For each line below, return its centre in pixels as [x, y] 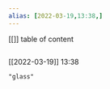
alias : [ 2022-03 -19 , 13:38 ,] [56, 16]
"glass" [21, 76]
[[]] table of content [41, 39]
